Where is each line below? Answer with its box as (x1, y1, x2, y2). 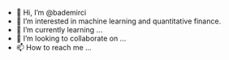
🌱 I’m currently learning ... (15, 25, 103, 34)
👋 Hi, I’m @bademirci (15, 8, 87, 17)
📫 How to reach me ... (15, 43, 92, 52)
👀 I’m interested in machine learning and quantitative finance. (15, 16, 222, 26)
